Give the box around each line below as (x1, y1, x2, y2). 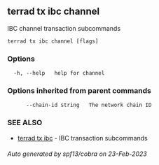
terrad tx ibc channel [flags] (7, 38, 99, 45)
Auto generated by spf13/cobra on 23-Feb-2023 (7, 150, 147, 158)
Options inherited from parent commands (7, 86, 152, 96)
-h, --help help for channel (13, 70, 105, 77)
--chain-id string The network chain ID (25, 101, 152, 109)
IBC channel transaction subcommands (7, 24, 121, 32)
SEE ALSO (7, 118, 43, 128)
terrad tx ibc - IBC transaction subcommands (17, 134, 148, 142)
